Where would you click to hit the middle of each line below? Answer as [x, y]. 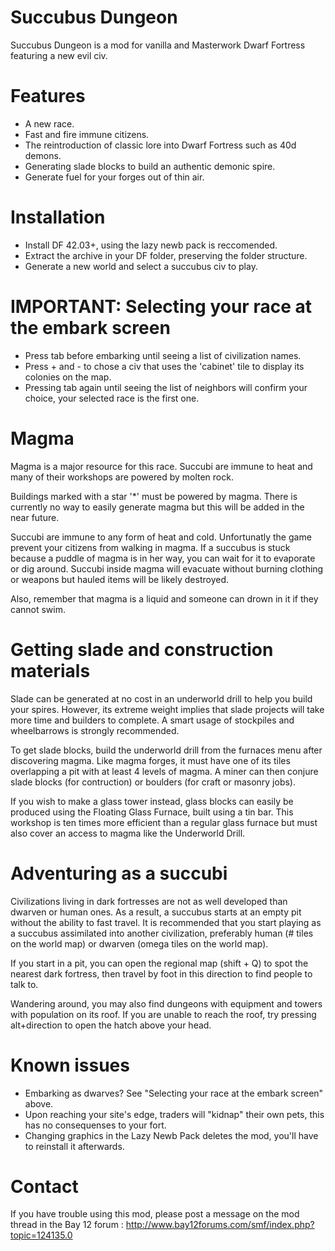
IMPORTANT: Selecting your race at [161, 307]
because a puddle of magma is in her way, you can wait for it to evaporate [163, 558]
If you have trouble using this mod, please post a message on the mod [155, 1214]
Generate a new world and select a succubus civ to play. [141, 266]
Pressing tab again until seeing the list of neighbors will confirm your [166, 387]
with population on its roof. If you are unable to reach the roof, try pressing [163, 1014]
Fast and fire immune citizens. [87, 134]
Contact [44, 1186]
